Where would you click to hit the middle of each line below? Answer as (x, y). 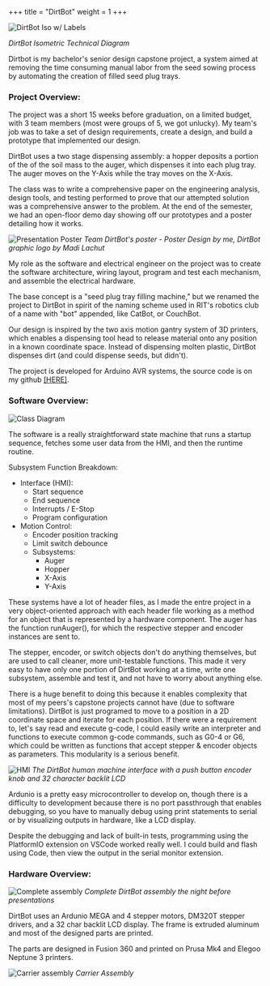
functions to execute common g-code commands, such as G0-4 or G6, (127, 736)
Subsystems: (54, 551)
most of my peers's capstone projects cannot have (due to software (122, 702)
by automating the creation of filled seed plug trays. (95, 76)
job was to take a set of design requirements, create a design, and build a (131, 132)
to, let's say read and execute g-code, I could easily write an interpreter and (135, 728)
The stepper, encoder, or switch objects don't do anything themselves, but (133, 652)
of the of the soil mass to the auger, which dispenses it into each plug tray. (133, 165)
